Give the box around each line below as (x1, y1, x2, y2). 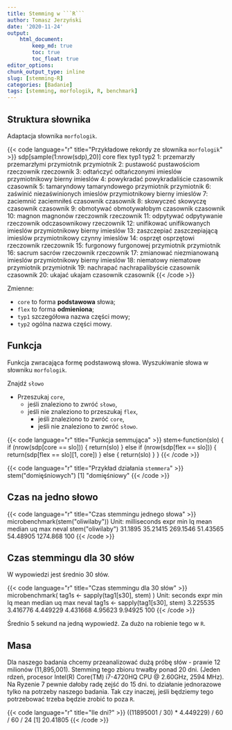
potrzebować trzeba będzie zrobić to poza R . (7, 695, 135, 704)
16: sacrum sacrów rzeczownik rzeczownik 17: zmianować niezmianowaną (7, 248, 220, 257)
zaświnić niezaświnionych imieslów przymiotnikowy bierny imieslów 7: (7, 189, 208, 198)
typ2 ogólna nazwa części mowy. (17, 320, 112, 328)
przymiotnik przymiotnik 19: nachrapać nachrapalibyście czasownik (7, 263, 200, 272)
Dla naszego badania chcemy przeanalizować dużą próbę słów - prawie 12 (7, 658, 221, 667)
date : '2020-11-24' (7, 23, 64, 30)
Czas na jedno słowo (7, 491, 98, 504)
